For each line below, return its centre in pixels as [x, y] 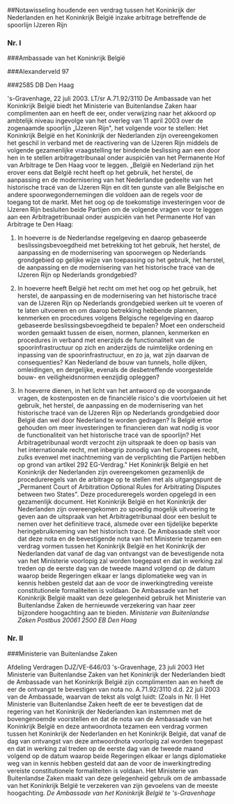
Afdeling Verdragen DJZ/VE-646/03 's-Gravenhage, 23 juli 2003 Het [106, 667]
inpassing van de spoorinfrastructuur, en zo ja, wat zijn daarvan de [113, 355]
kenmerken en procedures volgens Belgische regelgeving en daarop [115, 318]
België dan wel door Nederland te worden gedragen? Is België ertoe [115, 420]
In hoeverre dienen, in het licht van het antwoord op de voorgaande [114, 391]
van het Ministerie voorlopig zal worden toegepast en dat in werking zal [120, 561]
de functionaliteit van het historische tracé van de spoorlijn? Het [109, 435]
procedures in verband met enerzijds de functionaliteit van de [106, 340]
